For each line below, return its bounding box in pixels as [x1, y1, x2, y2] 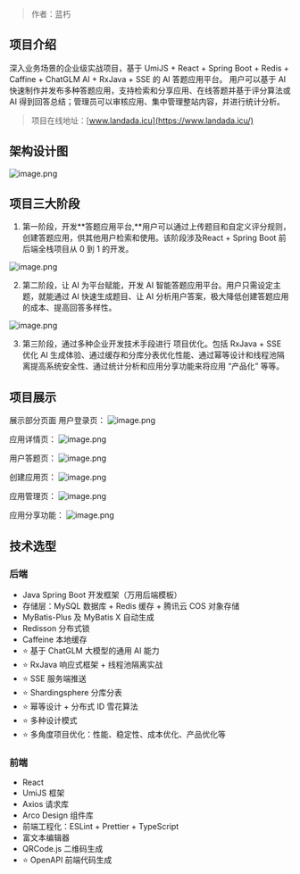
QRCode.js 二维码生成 [21, 844, 104, 854]
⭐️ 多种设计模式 [21, 714, 78, 726]
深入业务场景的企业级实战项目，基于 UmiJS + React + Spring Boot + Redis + [9, 62, 290, 73]
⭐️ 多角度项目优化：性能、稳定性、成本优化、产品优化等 [21, 728, 226, 739]
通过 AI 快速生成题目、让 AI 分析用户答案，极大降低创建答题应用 [53, 291, 289, 302]
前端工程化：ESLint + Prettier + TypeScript [21, 821, 179, 832]
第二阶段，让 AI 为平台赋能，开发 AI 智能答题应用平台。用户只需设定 [21, 280, 274, 291]
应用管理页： [9, 491, 56, 502]
